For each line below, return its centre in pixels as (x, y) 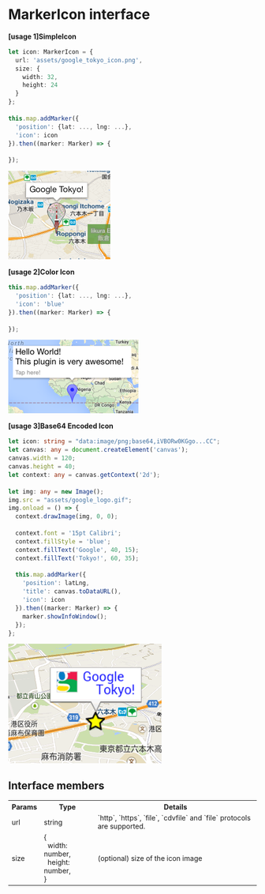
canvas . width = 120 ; (42, 458)
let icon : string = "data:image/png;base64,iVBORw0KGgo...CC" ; (114, 441)
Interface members (56, 785)
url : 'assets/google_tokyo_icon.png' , (79, 60)
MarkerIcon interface (79, 15)
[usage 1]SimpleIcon (42, 36)
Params (24, 806)
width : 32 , (40, 77)
